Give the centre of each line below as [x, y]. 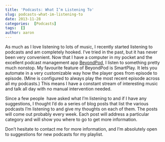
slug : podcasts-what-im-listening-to [44, 14]
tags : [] [15, 28]
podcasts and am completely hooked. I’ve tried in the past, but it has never [81, 52]
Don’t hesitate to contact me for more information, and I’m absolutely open [81, 129]
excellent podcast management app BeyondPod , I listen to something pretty [82, 63]
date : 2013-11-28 [23, 19]
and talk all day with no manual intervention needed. [58, 89]
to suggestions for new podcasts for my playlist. [54, 134]
